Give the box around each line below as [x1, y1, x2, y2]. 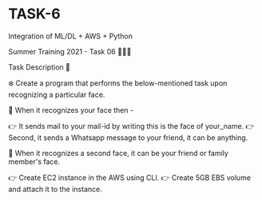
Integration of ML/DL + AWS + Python [8, 31, 133, 41]
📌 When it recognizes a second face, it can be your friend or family [8, 148, 229, 158]
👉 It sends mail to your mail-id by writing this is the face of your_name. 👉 [8, 121, 255, 130]
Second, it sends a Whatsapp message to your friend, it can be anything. [8, 133, 248, 142]
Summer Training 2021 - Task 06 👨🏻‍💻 [8, 46, 132, 56]
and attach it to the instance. [8, 184, 102, 194]
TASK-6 [8, 5, 62, 23]
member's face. [8, 157, 61, 166]
